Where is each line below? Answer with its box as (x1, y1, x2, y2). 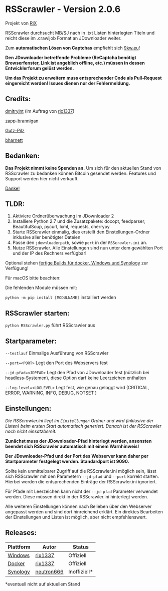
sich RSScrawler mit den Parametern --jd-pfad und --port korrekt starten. (5, 473, 159, 479)
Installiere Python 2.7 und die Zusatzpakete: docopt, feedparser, (12, 218, 145, 224)
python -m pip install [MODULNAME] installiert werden (5, 294, 116, 301)
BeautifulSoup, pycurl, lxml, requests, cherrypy (12, 224, 110, 230)
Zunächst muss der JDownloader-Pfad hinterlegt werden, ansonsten (5, 438, 152, 444)
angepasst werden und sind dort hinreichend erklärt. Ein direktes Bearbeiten (5, 508, 163, 514)
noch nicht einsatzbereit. (5, 428, 57, 434)
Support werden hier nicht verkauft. (5, 175, 79, 181)
